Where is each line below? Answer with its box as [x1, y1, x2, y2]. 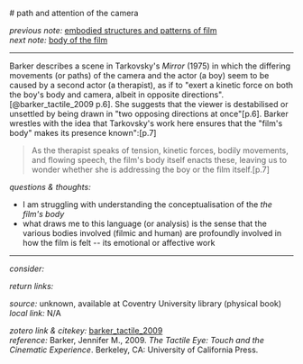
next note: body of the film [9, 35, 108, 45]
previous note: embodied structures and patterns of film [9, 25, 218, 35]
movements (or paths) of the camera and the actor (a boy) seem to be [9, 70, 270, 80]
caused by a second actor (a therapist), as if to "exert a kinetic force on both [9, 80, 294, 90]
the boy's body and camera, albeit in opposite [9, 89, 180, 100]
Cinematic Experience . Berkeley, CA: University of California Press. [9, 344, 259, 355]
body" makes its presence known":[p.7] [9, 128, 157, 138]
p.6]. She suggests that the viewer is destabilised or [96, 99, 289, 109]
